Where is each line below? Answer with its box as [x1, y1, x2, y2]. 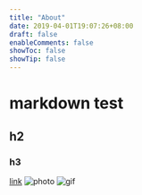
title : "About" [9, 13, 66, 22]
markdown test [9, 93, 124, 114]
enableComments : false [9, 38, 94, 47]
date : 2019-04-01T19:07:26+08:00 [9, 21, 134, 30]
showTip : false [9, 55, 66, 64]
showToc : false [9, 47, 66, 55]
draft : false [9, 30, 58, 38]
